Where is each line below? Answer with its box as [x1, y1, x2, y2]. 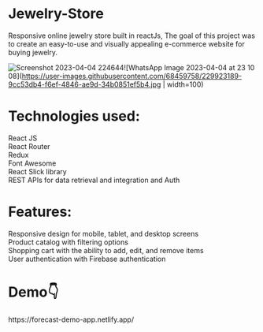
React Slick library [8, 166, 67, 176]
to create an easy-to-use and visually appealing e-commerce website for [8, 39, 246, 48]
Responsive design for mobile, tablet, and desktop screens [8, 229, 199, 238]
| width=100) [162, 80, 204, 89]
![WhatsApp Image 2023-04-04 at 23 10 [124, 62, 255, 72]
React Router [8, 141, 50, 151]
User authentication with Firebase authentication [8, 254, 166, 263]
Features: [8, 203, 72, 221]
